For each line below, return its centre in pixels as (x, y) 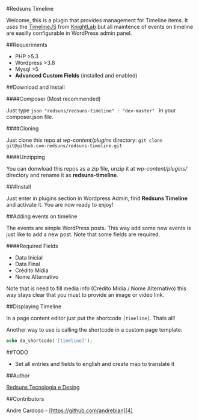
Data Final (27, 264)
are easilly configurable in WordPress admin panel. (69, 33)
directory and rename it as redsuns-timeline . (62, 175)
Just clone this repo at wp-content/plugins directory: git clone (84, 140)
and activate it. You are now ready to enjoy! (60, 205)
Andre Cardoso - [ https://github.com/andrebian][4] (70, 410)
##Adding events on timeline (42, 216)
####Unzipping (26, 157)
